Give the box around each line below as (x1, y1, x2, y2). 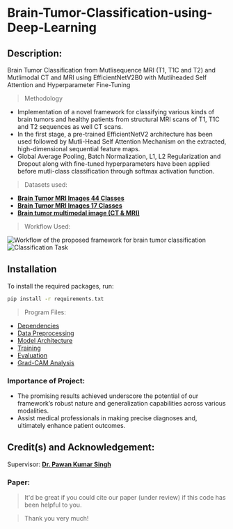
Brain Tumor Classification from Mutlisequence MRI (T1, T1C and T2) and (7, 66, 216, 74)
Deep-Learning (7, 20, 97, 36)
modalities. (17, 406, 49, 415)
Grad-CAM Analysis (17, 358, 74, 367)
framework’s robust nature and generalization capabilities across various (17, 399, 226, 407)
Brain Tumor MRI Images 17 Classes (17, 201, 123, 210)
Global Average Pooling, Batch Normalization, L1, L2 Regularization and (17, 152, 221, 160)
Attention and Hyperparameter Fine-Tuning (7, 81, 131, 89)
